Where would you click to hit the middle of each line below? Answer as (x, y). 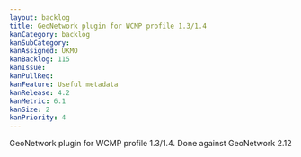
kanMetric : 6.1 (38, 101)
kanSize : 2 (30, 109)
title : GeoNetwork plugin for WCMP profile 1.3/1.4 (108, 26)
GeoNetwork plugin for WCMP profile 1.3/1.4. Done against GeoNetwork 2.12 (150, 144)
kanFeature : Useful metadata (64, 84)
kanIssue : (28, 68)
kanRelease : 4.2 (40, 92)
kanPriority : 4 (38, 118)
